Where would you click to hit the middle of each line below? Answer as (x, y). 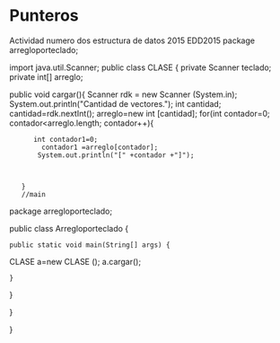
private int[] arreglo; (46, 76)
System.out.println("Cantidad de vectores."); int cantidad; (115, 103)
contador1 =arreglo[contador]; (100, 147)
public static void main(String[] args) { (90, 245)
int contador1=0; (66, 139)
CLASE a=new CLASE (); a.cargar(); (75, 261)
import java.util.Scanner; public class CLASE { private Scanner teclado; (140, 67)
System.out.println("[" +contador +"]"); (116, 155)
